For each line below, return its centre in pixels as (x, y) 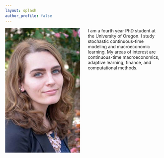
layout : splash (21, 10)
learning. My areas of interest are (122, 52)
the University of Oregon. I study (121, 36)
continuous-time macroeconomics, (123, 57)
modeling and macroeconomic (119, 46)
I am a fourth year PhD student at (122, 30)
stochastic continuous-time (116, 41)
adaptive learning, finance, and (120, 62)
